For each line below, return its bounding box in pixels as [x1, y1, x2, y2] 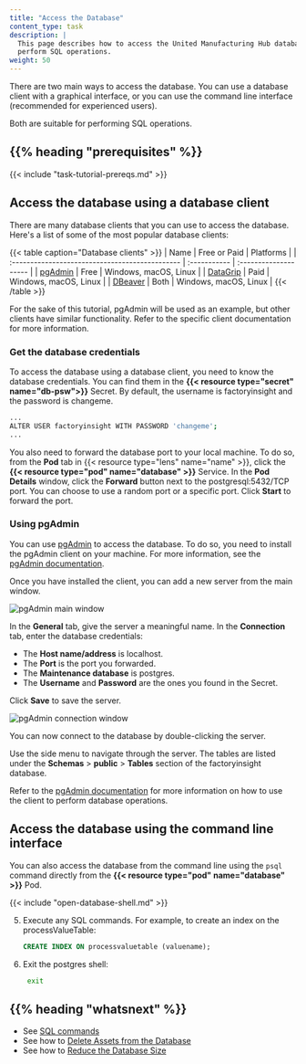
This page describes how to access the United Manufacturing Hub [17, 38, 271, 48]
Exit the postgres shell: [22, 958, 109, 969]
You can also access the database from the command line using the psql [9, 859, 282, 870]
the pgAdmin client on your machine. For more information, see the [9, 548, 261, 559]
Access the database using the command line [9, 821, 274, 837]
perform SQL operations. [17, 47, 112, 57]
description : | [9, 30, 67, 39]
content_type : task [9, 22, 84, 31]
